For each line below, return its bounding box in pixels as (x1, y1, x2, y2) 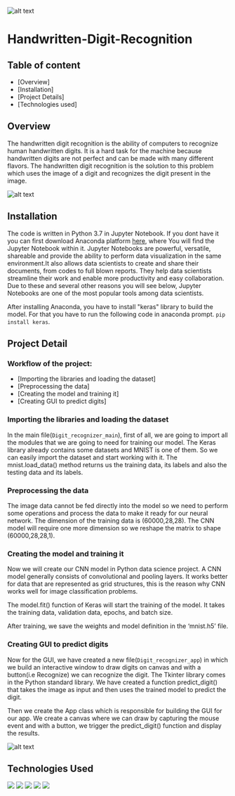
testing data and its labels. (7, 468, 83, 476)
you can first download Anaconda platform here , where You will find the (7, 236, 215, 245)
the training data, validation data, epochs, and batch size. (7, 608, 173, 617)
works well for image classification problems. (7, 587, 138, 596)
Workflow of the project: (7, 358, 93, 368)
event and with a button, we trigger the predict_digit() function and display (7, 721, 222, 730)
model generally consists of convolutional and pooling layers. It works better (7, 573, 228, 581)
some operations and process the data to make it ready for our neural (7, 509, 208, 517)
